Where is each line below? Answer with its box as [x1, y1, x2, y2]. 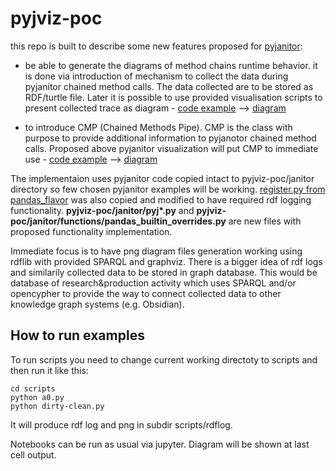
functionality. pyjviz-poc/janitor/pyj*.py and [10, 204, 195, 216]
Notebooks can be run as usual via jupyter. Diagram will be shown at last [10, 438, 310, 450]
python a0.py [10, 392, 65, 402]
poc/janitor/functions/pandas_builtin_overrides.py [10, 215, 227, 227]
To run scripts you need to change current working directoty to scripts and [10, 353, 318, 366]
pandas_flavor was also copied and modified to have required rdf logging [10, 193, 312, 206]
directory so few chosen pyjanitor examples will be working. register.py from [10, 183, 326, 195]
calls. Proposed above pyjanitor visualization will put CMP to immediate [24, 142, 319, 154]
